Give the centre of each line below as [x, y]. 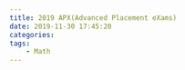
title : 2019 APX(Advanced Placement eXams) [93, 18]
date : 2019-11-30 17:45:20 [61, 26]
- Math [38, 52]
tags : [20, 43]
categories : [32, 35]
